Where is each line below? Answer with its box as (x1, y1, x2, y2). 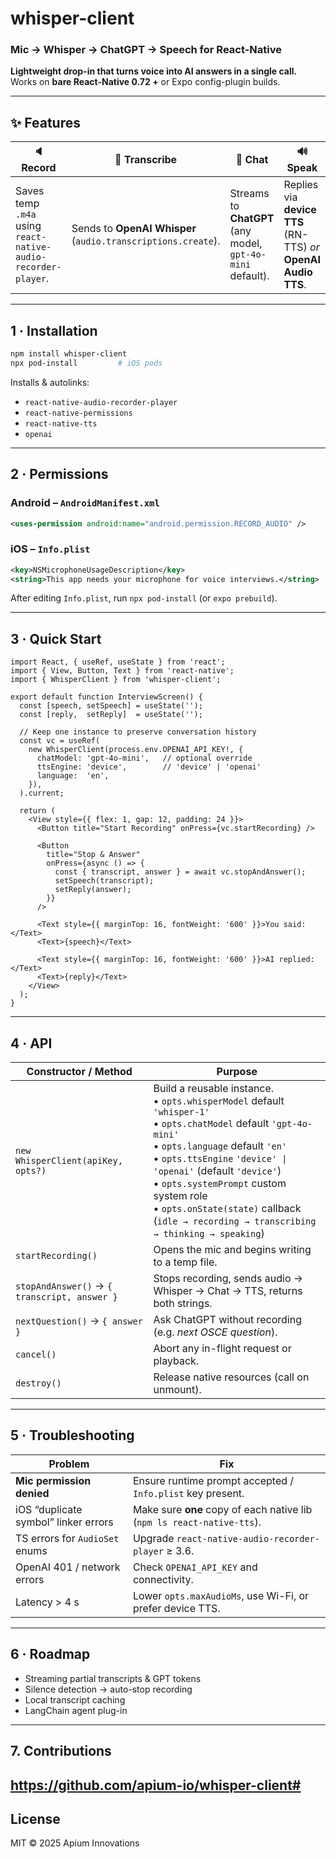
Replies (283, 178, 319, 192)
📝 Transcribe (114, 152, 178, 166)
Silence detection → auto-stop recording (24, 1683, 193, 1695)
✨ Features (10, 114, 81, 131)
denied (15, 1486, 50, 1500)
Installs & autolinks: (10, 376, 90, 388)
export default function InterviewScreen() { (10, 692, 203, 702)
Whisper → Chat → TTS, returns (153, 1284, 303, 1298)
